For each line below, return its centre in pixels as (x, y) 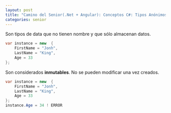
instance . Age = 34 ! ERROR (34, 105)
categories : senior (26, 19)
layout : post (19, 10)
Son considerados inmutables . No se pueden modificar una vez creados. (82, 72)
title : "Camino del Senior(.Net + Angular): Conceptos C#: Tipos (76, 15)
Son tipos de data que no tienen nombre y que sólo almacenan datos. (78, 34)
